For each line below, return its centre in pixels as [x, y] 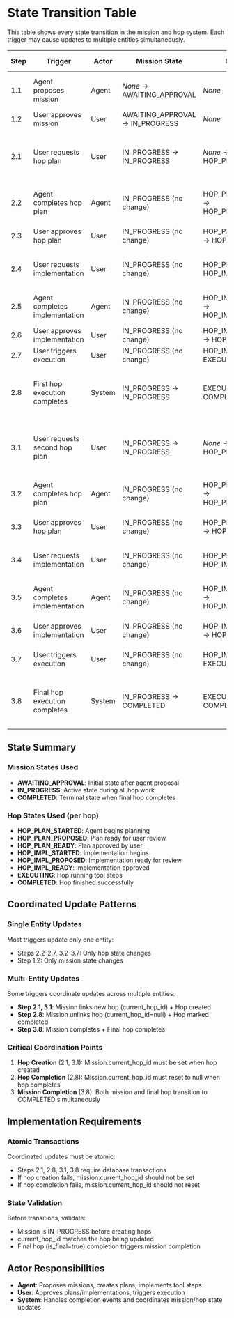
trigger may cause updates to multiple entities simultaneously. [96, 39]
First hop [48, 383]
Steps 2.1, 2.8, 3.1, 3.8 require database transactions [92, 1170]
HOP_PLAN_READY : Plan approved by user [80, 845]
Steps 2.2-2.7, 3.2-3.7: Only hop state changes [84, 953]
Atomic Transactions [43, 1141]
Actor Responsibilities [56, 1268]
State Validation [35, 1202]
